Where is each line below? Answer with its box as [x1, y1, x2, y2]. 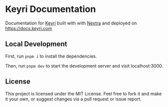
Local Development [5, 40, 67, 48]
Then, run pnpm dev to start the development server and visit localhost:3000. [5, 62, 163, 68]
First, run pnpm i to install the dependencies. [5, 53, 97, 59]
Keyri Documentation [5, 3, 96, 15]
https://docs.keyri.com [5, 25, 52, 31]
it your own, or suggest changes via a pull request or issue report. [5, 96, 142, 102]
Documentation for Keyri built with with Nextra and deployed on [5, 20, 137, 26]
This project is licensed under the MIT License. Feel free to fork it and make [5, 90, 162, 96]
